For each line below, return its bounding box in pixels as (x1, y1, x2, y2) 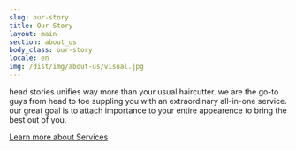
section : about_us (9, 37, 77, 47)
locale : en (9, 54, 49, 63)
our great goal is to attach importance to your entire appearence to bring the (9, 105, 287, 116)
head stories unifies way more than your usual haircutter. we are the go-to (9, 86, 279, 97)
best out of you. (9, 114, 67, 124)
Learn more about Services (9, 131, 109, 142)
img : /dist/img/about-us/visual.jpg (9, 63, 144, 71)
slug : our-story (9, 12, 69, 22)
